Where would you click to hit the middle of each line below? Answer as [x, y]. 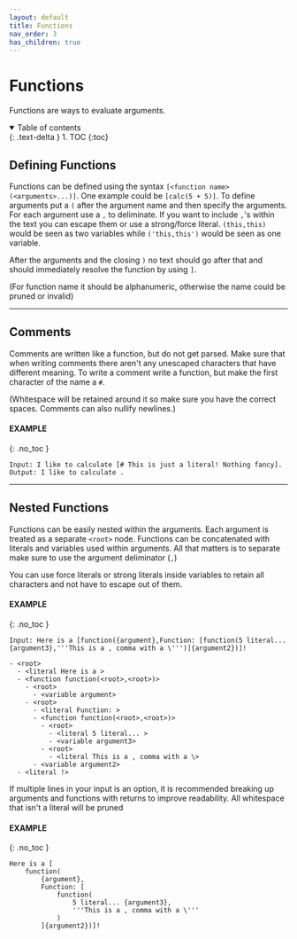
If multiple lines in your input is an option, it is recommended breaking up [141, 789]
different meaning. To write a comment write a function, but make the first [144, 372]
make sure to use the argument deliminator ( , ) [93, 557]
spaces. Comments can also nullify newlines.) [93, 408]
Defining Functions [63, 165]
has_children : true [45, 42]
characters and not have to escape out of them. [96, 584]
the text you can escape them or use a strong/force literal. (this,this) [138, 224]
